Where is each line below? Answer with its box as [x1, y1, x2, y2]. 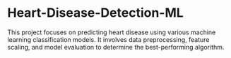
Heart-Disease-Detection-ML [7, 5, 184, 21]
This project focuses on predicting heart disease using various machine [7, 28, 216, 36]
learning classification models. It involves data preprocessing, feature [7, 35, 210, 43]
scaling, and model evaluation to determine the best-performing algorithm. [7, 43, 225, 51]
